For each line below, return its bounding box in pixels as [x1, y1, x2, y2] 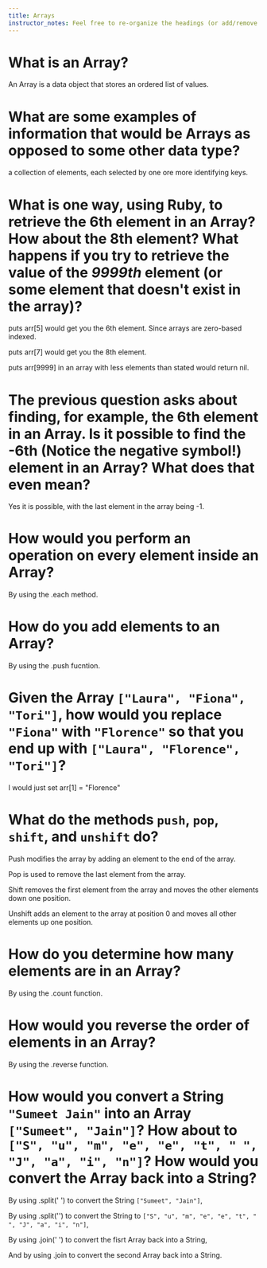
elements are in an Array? [8, 962, 181, 980]
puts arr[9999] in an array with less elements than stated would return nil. [8, 363, 250, 373]
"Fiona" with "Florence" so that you [8, 722, 244, 741]
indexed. [8, 332, 37, 342]
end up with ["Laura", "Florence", [8, 740, 241, 757]
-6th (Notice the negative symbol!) [8, 441, 242, 460]
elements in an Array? [8, 1033, 157, 1051]
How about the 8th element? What [8, 229, 239, 248]
